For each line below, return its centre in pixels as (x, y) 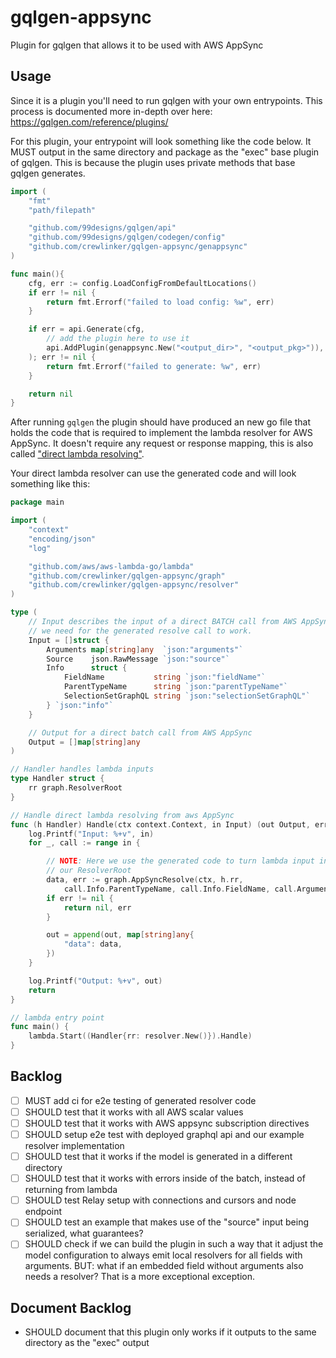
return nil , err (97, 907)
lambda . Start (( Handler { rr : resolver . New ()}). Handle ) (140, 1036)
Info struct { (87, 668)
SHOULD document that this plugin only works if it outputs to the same (170, 1332)
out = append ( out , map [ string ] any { (120, 935)
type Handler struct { (57, 779)
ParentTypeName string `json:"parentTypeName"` (175, 687)
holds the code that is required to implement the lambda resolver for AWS (161, 433)
